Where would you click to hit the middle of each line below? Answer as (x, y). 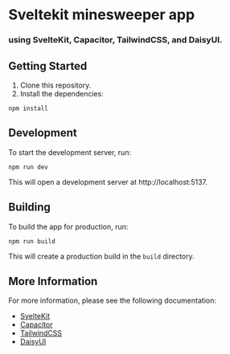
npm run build (32, 241)
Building (29, 208)
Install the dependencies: (62, 93)
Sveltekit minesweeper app (102, 15)
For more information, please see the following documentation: (113, 301)
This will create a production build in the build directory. (101, 256)
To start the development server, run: (70, 152)
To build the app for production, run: (68, 226)
